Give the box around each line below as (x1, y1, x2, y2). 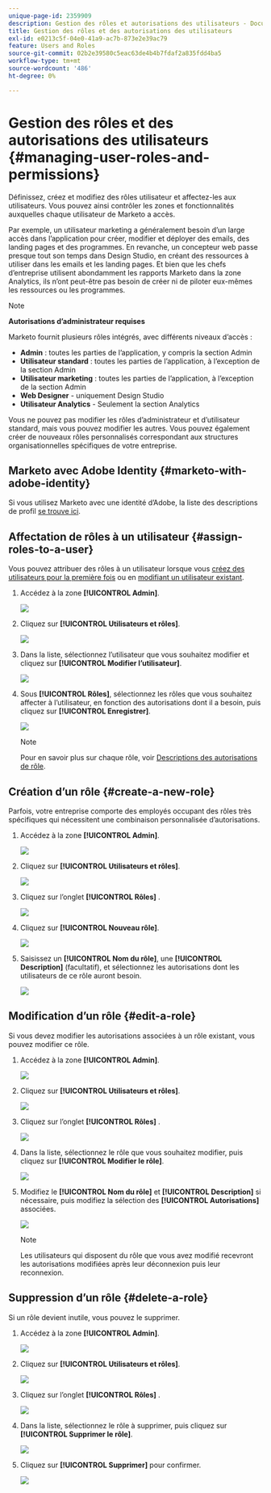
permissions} (8, 165, 101, 183)
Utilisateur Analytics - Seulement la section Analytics (19, 399, 200, 409)
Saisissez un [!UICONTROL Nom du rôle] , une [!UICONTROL (19, 954, 223, 963)
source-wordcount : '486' (8, 65, 92, 73)
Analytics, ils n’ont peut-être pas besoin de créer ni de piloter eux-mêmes (8, 276, 252, 286)
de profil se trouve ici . (8, 507, 81, 516)
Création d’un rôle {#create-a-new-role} (8, 784, 215, 798)
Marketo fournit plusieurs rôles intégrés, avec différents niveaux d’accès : (8, 332, 252, 342)
